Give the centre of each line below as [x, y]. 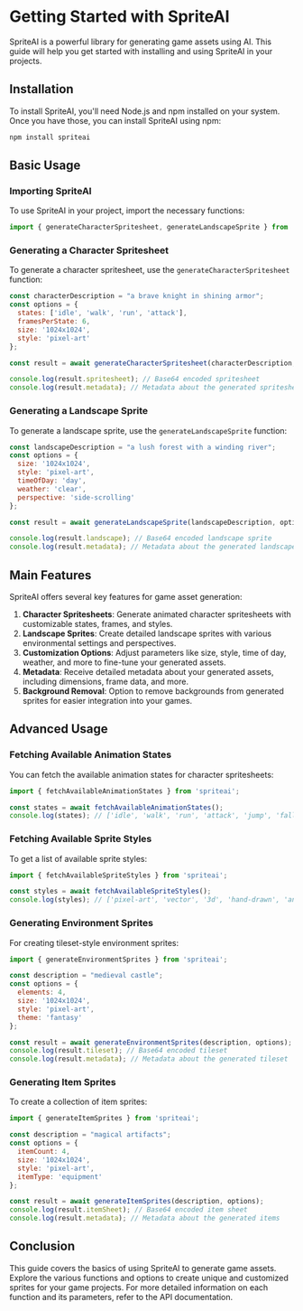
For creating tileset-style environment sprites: [94, 942]
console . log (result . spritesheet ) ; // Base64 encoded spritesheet [134, 379]
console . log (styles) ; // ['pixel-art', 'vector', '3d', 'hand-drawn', [145, 900]
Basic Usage [45, 166]
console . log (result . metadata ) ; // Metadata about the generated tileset [149, 1059]
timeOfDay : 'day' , [52, 481]
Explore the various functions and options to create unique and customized [149, 1278]
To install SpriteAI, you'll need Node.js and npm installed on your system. [145, 111]
